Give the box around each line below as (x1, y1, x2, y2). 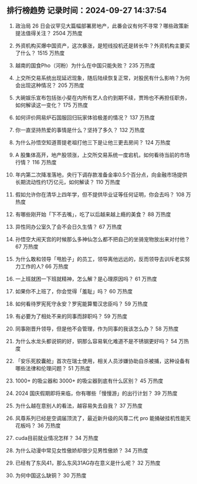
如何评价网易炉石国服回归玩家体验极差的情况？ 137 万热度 (15, 114, 155, 121)
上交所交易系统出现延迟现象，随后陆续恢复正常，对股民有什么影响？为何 (15, 74, 190, 81)
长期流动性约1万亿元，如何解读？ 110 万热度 (15, 178, 121, 185)
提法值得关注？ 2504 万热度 (15, 29, 83, 36)
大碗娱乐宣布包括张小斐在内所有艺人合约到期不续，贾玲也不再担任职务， (15, 94, 190, 101)
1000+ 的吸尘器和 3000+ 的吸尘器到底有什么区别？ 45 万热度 (15, 377, 164, 384)
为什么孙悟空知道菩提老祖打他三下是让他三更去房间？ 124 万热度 (15, 138, 171, 145)
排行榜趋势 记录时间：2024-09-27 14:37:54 (6, 5, 167, 16)
